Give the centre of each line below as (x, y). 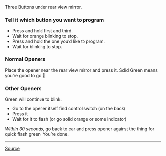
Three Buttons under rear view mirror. (43, 7)
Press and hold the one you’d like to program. (59, 41)
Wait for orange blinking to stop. (45, 36)
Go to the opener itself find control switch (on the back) (69, 108)
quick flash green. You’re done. (37, 134)
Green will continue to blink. (33, 99)
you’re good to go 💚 (25, 75)
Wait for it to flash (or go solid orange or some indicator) (69, 119)
